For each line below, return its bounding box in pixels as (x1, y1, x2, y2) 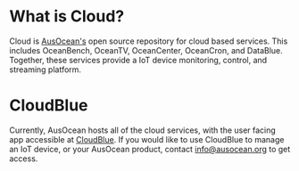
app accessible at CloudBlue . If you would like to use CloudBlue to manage (9, 134, 285, 144)
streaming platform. (9, 64, 82, 75)
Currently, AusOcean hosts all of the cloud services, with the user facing (9, 125, 277, 135)
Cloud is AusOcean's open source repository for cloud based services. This (9, 36, 288, 46)
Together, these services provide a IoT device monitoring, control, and (9, 54, 268, 65)
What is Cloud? (9, 6, 125, 27)
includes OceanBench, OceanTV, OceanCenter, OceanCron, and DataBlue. (9, 45, 283, 55)
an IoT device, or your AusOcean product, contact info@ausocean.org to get (9, 143, 291, 154)
